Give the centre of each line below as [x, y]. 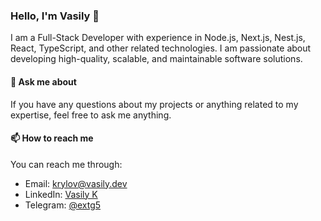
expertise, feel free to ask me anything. [91, 115]
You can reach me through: [66, 164]
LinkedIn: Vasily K [61, 194]
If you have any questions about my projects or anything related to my [154, 104]
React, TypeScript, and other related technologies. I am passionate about [161, 48]
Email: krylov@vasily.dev [76, 183]
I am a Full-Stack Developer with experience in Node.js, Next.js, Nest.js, [158, 38]
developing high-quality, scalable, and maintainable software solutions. [156, 59]
